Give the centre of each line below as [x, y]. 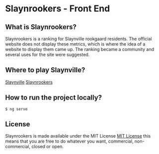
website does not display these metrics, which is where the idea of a [75, 44]
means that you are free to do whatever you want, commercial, [69, 141]
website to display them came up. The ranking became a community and [80, 49]
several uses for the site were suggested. [47, 54]
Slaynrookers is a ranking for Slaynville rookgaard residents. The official [79, 39]
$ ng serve [16, 109]
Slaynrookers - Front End [58, 9]
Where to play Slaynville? [45, 70]
